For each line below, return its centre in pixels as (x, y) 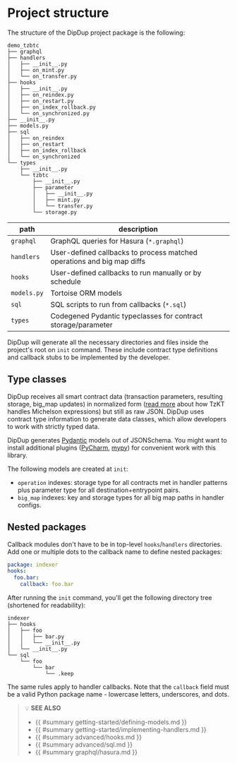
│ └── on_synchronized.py (49, 113)
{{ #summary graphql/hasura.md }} (86, 752)
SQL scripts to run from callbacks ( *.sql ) (119, 304)
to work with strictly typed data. (54, 426)
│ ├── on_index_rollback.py (52, 107)
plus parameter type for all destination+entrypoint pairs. (99, 490)
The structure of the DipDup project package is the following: (96, 32)
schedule (66, 282)
